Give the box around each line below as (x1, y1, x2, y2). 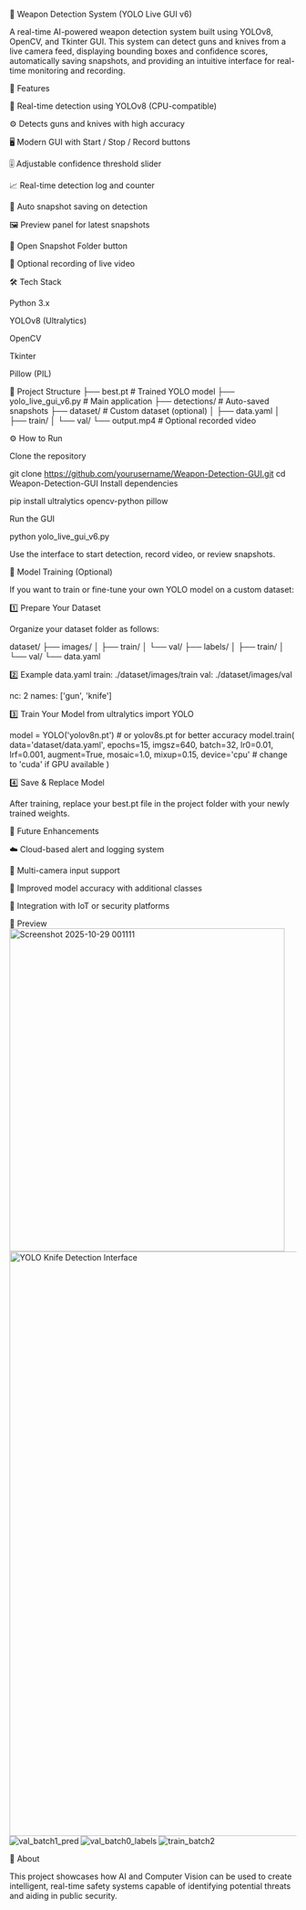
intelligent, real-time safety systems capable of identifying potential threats (9, 1881, 291, 1891)
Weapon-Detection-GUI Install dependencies (9, 478, 178, 489)
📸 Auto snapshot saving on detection (9, 201, 148, 212)
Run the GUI (9, 513, 56, 524)
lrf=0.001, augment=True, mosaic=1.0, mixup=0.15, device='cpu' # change (9, 749, 289, 760)
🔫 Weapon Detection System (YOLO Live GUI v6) (9, 9, 193, 19)
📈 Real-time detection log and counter (9, 180, 155, 191)
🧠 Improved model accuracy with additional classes (9, 882, 203, 893)
